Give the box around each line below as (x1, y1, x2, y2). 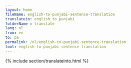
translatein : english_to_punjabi (5, 16, 75, 21)
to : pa (5, 35, 19, 40)
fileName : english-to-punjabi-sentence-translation (5, 12, 115, 17)
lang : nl (5, 26, 23, 31)
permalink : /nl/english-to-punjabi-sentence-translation (5, 40, 126, 45)
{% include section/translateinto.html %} (5, 58, 89, 64)
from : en (5, 30, 23, 35)
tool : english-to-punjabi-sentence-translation (5, 44, 106, 49)
